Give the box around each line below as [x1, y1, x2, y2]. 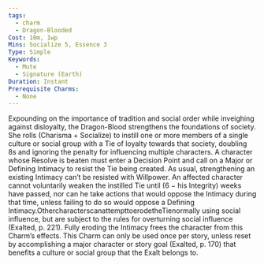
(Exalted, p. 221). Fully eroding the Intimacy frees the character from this [8, 222, 244, 233]
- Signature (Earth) [15, 70, 83, 78]
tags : [8, 11, 26, 20]
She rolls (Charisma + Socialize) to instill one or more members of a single [8, 131, 249, 140]
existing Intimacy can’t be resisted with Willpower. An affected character [8, 173, 243, 182]
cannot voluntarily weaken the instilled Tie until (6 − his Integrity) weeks [8, 181, 242, 190]
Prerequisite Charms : [8, 84, 80, 93]
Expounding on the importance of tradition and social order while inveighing [8, 114, 255, 123]
